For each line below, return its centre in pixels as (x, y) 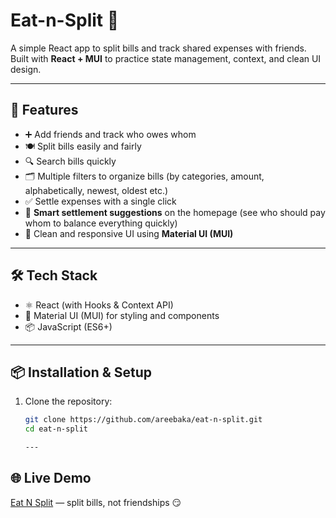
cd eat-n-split (56, 429)
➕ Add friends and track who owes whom (110, 134)
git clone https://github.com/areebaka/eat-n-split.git (143, 420)
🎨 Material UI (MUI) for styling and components (122, 315)
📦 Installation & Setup (81, 372)
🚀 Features (44, 110)
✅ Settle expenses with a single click (100, 201)
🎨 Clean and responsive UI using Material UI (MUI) (129, 233)
